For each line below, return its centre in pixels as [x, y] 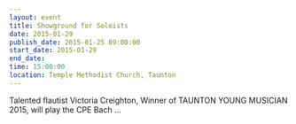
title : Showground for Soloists [69, 26]
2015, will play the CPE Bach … [65, 109]
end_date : [27, 58]
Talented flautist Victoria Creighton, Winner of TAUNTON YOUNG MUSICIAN [148, 100]
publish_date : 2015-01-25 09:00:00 [75, 42]
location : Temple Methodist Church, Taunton [93, 75]
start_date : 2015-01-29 [53, 50]
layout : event [35, 17]
